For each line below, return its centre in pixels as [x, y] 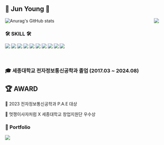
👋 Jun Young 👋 [28, 9]
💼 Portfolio [18, 127]
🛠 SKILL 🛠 [18, 34]
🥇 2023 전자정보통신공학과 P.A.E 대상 [41, 104]
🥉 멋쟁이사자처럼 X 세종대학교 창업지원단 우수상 [51, 114]
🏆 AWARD [21, 89]
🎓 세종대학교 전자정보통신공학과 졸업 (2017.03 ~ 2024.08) [72, 71]
